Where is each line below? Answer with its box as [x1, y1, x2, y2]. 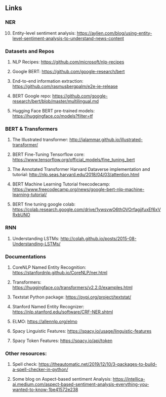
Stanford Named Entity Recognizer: [12, 303, 84, 309]
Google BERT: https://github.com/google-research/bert [12, 68, 125, 74]
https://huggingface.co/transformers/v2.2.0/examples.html [12, 284, 133, 290]
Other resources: [5, 350, 47, 357]
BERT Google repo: [12, 93, 51, 99]
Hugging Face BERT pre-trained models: [12, 107, 95, 113]
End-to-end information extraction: [12, 78, 83, 84]
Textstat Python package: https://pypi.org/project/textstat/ [12, 294, 131, 300]
